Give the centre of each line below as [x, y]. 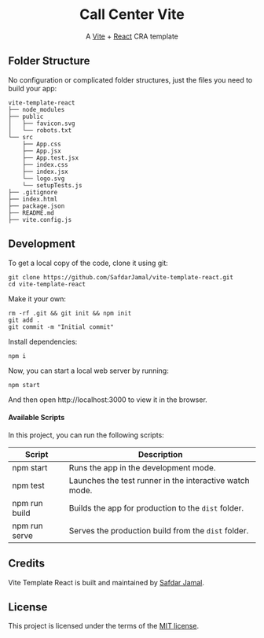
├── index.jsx [45, 171]
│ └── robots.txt [40, 130]
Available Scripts [37, 418]
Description [160, 454]
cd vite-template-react [47, 284]
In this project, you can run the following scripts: [86, 435]
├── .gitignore [33, 192]
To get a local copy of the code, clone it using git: [88, 263]
